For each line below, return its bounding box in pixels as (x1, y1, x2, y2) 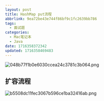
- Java (9, 39, 23, 44)
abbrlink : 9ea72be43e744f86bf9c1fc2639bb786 (5, 16, 97, 21)
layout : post (5, 7, 32, 12)
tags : (5, 21, 16, 26)
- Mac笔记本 (9, 35, 32, 40)
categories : (5, 30, 29, 35)
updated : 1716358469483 (5, 48, 54, 53)
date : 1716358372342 (5, 44, 47, 49)
